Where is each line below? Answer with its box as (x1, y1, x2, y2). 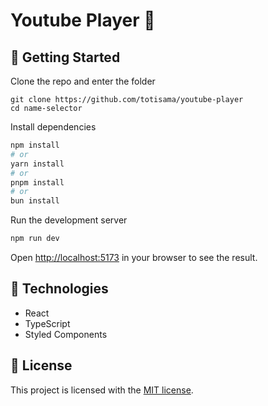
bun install (10, 196, 60, 206)
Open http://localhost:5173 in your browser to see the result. (10, 252, 258, 263)
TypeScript (24, 317, 71, 329)
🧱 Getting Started (10, 49, 121, 66)
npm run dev (10, 234, 60, 244)
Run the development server (10, 214, 128, 226)
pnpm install (10, 177, 65, 188)
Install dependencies (10, 121, 97, 133)
